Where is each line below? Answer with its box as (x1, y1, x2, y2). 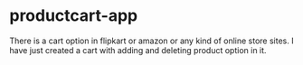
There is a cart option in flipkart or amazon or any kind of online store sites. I (9, 35, 294, 46)
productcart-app (9, 5, 138, 26)
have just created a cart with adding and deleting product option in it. (9, 44, 267, 55)
